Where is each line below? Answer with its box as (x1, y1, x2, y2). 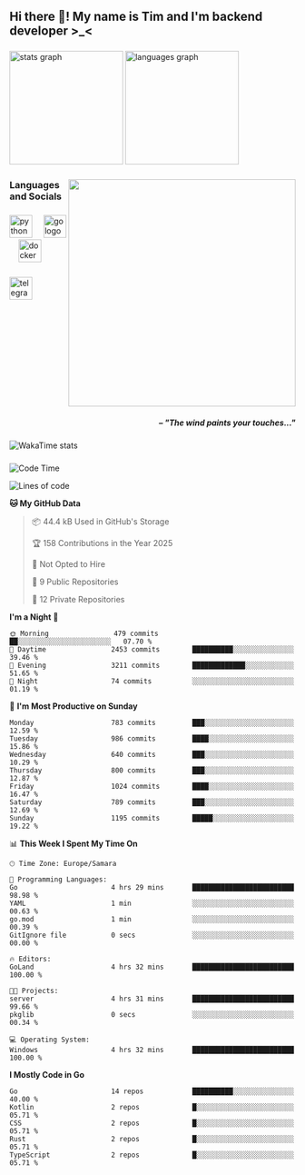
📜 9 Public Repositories (31, 576, 119, 587)
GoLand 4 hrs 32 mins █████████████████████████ (9, 962, 295, 972)
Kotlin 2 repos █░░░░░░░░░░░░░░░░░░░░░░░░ (9, 1103, 295, 1112)
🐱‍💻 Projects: (9, 987, 59, 996)
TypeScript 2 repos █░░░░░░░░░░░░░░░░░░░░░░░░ (9, 1150, 295, 1160)
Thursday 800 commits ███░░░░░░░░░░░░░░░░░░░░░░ (9, 766, 295, 775)
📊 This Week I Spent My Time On (9, 838, 138, 850)
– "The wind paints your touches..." (158, 417, 296, 428)
